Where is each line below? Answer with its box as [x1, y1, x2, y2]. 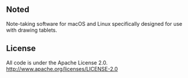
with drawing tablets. [6, 26, 57, 33]
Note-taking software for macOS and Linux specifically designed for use [6, 20, 183, 27]
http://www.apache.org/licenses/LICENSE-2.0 [6, 65, 118, 72]
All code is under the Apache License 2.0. [6, 59, 108, 66]
